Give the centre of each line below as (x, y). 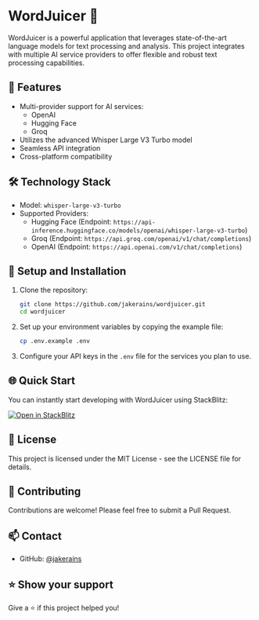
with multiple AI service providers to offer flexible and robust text (113, 54)
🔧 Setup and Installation (67, 271)
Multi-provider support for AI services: (81, 106)
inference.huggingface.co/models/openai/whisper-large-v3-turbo (138, 231)
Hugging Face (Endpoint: (71, 221)
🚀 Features (35, 88)
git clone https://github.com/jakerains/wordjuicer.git (112, 305)
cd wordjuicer (42, 312)
